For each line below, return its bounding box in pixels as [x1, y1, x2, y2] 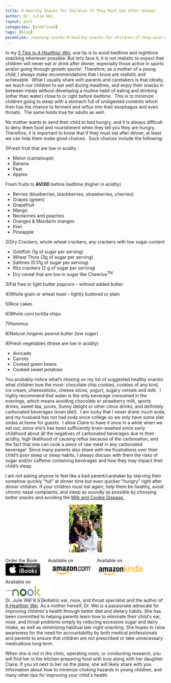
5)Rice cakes [5, 300, 33, 307]
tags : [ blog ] [5, 30, 33, 35]
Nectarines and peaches [12, 213, 65, 218]
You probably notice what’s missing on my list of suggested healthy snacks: [5, 376, 164, 382]
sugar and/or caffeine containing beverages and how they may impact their [5, 457, 163, 463]
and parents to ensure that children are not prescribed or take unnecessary [5, 635, 163, 641]
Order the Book [5, 557, 38, 563]
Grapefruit [12, 202, 35, 208]
